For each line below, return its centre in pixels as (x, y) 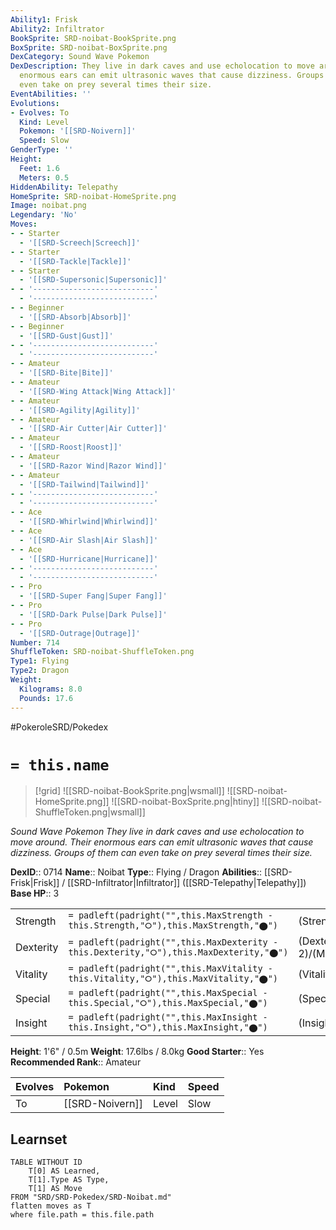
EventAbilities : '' (51, 94)
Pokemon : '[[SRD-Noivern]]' (78, 131)
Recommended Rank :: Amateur (76, 1062)
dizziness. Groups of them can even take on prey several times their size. (161, 853)
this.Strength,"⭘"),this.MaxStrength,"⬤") (173, 925)
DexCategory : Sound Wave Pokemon (80, 57)
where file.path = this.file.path (82, 1215)
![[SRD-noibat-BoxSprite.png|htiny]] (185, 802)
